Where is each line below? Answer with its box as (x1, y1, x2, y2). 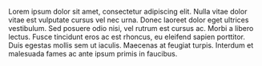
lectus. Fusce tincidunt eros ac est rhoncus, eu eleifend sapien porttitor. (8, 32, 246, 41)
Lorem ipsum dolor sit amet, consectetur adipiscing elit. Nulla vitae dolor (8, 7, 248, 16)
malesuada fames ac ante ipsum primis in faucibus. (8, 49, 178, 58)
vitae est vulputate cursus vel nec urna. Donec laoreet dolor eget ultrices (8, 15, 249, 25)
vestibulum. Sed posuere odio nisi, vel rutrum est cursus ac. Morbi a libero (8, 24, 254, 33)
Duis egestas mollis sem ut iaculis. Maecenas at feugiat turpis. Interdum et (8, 41, 254, 50)
